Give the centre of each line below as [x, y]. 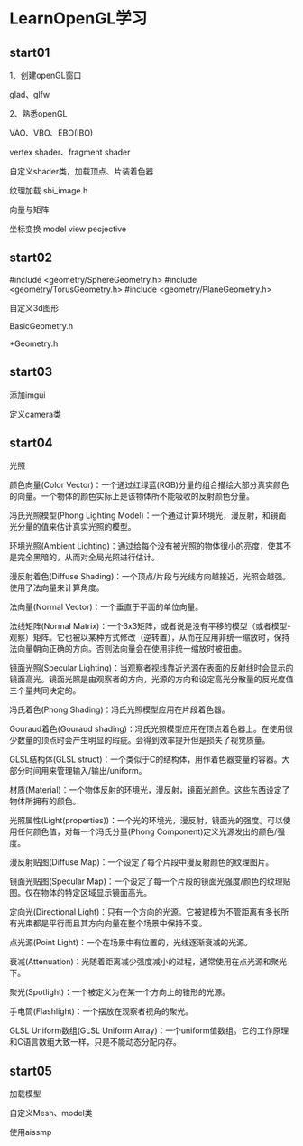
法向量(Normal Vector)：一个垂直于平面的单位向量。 [106, 607]
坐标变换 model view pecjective [68, 229]
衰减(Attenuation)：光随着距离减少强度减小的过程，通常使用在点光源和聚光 [148, 962]
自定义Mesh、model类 [51, 1113]
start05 [31, 1071]
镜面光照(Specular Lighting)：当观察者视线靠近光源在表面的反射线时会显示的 [151, 668]
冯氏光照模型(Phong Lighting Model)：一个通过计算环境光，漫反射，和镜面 [148, 515]
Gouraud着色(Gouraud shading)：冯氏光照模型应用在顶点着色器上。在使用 [147, 729]
